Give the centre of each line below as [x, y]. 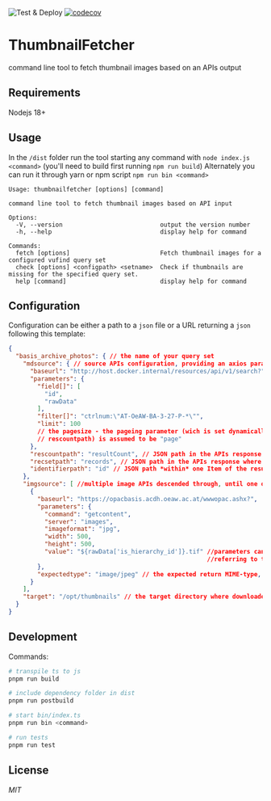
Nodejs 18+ [27, 112]
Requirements [44, 93]
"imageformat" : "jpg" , [82, 529]
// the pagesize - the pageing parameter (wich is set [131, 432]
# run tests [28, 737]
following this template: [47, 334]
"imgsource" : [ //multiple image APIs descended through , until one [140, 484]
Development [43, 637]
